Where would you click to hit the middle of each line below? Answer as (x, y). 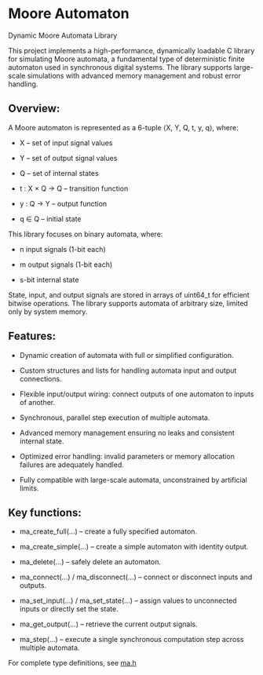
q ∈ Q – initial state (50, 219)
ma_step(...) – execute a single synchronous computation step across (131, 640)
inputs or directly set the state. (69, 609)
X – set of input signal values (66, 143)
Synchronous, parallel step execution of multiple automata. (115, 418)
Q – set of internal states (59, 173)
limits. (29, 488)
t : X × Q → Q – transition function (74, 188)
